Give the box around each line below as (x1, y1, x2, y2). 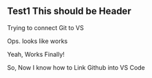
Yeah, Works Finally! (7, 50, 65, 58)
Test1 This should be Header (7, 5, 132, 17)
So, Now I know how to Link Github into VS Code (7, 63, 146, 71)
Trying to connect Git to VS (7, 23, 84, 31)
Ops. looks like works (7, 37, 68, 45)
